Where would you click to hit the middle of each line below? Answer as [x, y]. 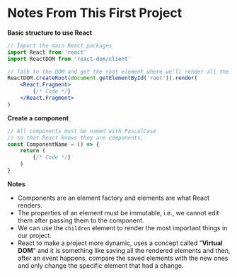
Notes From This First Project [95, 13]
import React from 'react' [47, 52]
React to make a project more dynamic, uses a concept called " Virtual [120, 243]
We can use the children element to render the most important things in [122, 227]
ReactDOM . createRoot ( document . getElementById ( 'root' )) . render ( [103, 78]
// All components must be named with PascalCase [82, 131]
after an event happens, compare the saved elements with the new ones [123, 258]
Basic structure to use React [50, 33]
